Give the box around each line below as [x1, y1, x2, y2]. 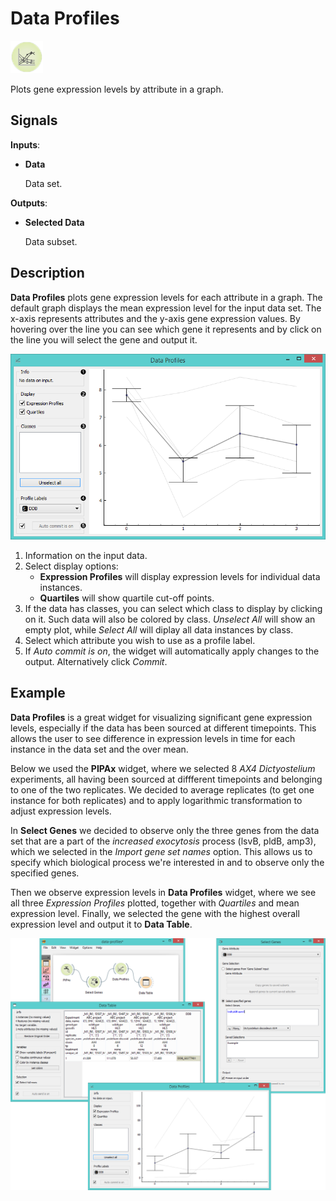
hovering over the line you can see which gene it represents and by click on [10, 323, 322, 335]
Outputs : [10, 197, 48, 209]
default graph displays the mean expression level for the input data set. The [10, 302, 322, 314]
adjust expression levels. [10, 805, 112, 817]
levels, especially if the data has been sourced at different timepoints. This [10, 722, 317, 734]
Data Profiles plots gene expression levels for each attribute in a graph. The [10, 291, 323, 303]
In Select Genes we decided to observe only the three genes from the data [10, 824, 320, 836]
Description [10, 265, 85, 282]
